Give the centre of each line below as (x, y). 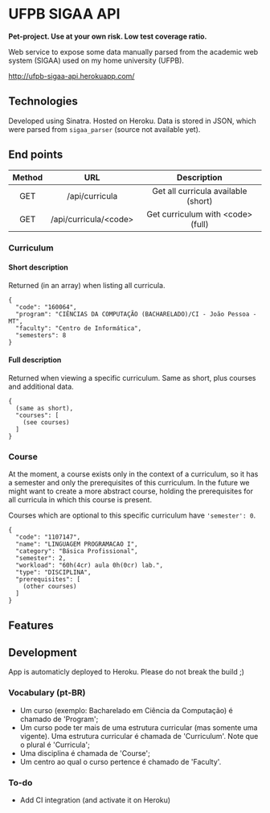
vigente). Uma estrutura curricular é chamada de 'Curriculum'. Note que (139, 736)
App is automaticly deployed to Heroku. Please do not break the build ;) (127, 672)
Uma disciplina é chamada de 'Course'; (85, 753)
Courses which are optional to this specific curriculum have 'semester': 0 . (132, 515)
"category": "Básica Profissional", (77, 551)
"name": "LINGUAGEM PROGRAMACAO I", (77, 544)
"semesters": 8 (41, 335)
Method (28, 177)
